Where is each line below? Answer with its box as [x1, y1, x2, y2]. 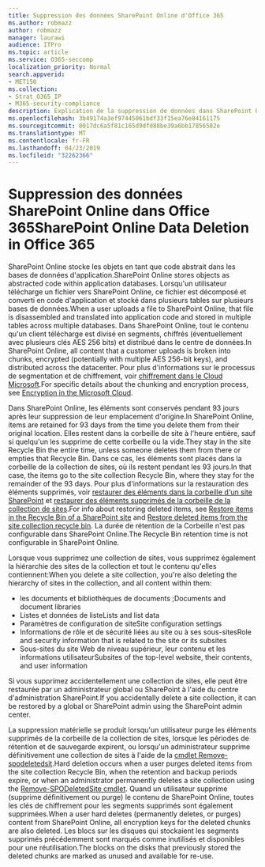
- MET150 [8, 78, 37, 85]
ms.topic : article [8, 48, 69, 56]
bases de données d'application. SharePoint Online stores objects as [8, 271, 230, 280]
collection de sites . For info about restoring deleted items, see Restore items [8, 504, 254, 514]
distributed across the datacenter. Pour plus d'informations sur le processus [8, 363, 256, 373]
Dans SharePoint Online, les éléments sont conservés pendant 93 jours [8, 403, 240, 413]
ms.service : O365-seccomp [8, 56, 93, 64]
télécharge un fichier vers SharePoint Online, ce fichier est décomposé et [8, 287, 247, 297]
